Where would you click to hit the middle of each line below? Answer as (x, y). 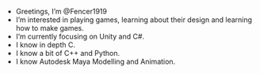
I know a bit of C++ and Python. (68, 53)
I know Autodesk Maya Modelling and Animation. (96, 61)
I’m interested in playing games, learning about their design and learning (134, 20)
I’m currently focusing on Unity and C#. (80, 36)
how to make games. (50, 28)
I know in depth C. (45, 45)
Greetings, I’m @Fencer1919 (61, 11)
